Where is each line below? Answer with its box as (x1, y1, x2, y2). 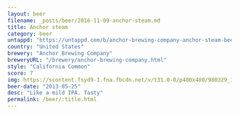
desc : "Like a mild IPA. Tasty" (7, 89, 103, 96)
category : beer (7, 30, 53, 38)
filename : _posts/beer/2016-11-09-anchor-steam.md (7, 17, 161, 24)
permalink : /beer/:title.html (7, 96, 97, 103)
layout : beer (7, 10, 46, 18)
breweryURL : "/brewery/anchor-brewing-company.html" (7, 57, 167, 64)
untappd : (7, 37, 33, 44)
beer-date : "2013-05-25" (7, 83, 81, 90)
